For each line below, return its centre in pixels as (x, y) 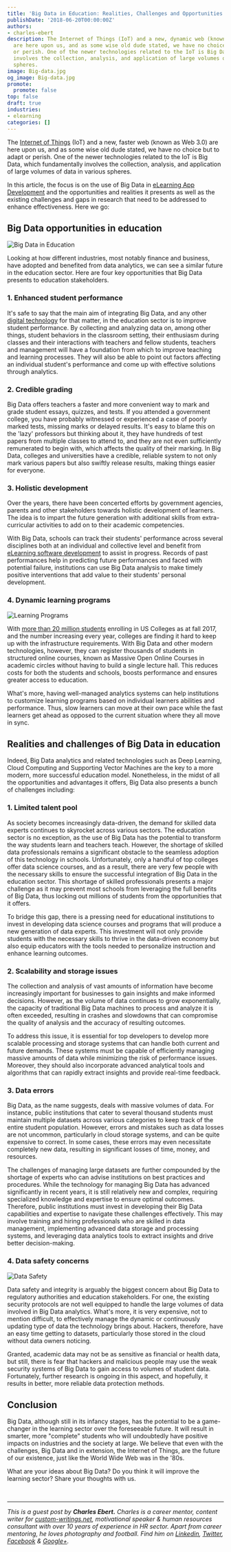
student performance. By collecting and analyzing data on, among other (109, 327)
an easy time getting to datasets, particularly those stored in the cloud (107, 1333)
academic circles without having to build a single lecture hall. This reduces (113, 665)
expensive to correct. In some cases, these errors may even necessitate (109, 1142)
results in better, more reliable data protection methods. (86, 1383)
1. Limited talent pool (42, 808)
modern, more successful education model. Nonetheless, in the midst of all (113, 775)
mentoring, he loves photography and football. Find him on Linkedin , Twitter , (115, 1534)
